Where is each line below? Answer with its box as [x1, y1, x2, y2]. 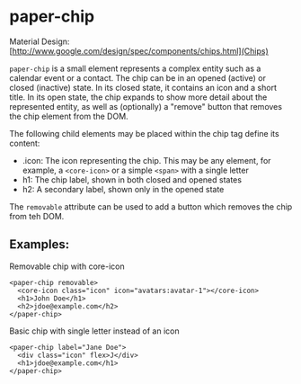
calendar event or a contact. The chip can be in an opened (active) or [9, 72, 267, 83]
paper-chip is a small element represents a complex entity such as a [9, 63, 261, 74]
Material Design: [9, 36, 70, 47]
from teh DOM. [9, 210, 65, 221]
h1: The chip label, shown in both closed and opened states [22, 174, 243, 185]
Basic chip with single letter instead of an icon [9, 326, 180, 336]
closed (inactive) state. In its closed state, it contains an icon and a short [9, 82, 277, 93]
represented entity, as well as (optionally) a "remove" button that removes [9, 101, 283, 112]
